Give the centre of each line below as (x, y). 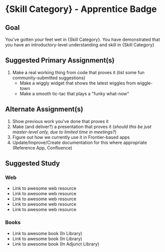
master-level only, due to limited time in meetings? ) (64, 132)
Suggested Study (33, 164)
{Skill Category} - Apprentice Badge (81, 9)
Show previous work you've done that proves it (60, 121)
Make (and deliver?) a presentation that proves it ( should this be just (82, 126)
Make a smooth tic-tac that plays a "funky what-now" (74, 94)
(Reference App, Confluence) (42, 147)
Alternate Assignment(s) (44, 109)
